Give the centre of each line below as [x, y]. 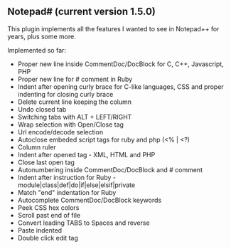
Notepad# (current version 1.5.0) [82, 12]
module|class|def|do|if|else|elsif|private [76, 185]
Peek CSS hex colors [48, 207]
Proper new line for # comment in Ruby [75, 79]
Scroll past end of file [49, 215]
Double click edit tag [48, 238]
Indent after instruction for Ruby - [66, 177]
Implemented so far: [37, 50]
